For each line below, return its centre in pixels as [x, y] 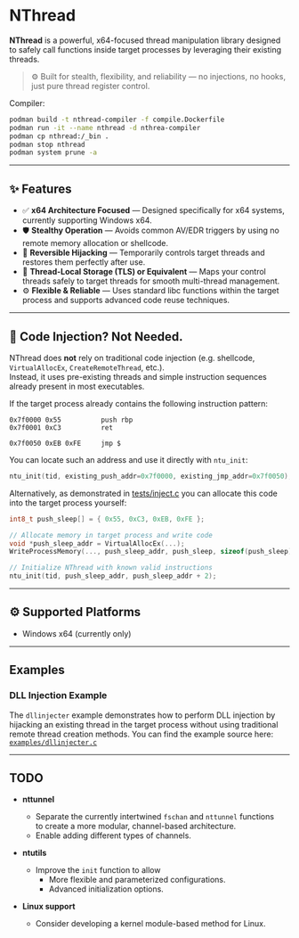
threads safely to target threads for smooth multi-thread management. [151, 281]
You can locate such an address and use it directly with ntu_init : [129, 459]
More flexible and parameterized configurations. [137, 880]
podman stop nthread [48, 144]
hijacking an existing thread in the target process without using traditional [144, 724]
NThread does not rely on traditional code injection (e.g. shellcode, [132, 358]
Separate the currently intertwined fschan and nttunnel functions [154, 817]
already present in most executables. [77, 386]
